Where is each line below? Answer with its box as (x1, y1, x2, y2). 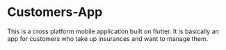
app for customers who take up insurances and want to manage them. (7, 34, 209, 42)
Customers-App (7, 4, 103, 20)
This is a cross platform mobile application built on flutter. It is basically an (7, 27, 219, 35)
